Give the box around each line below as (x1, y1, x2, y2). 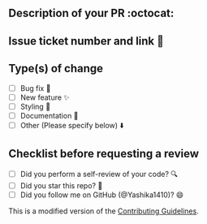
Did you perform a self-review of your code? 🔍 (19, 169, 179, 179)
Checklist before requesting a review (8, 147, 200, 161)
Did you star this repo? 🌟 (19, 180, 103, 190)
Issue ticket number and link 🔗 (8, 34, 165, 48)
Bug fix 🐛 (19, 83, 51, 93)
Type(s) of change (8, 62, 104, 75)
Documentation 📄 (19, 110, 79, 120)
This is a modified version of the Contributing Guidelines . (8, 206, 199, 216)
